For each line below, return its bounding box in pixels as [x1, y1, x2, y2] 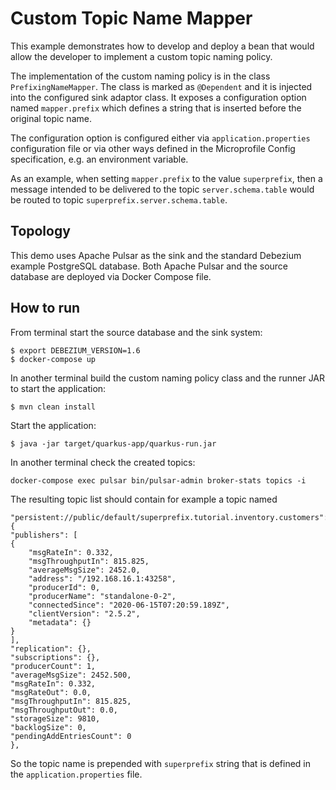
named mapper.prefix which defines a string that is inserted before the [10, 102, 302, 114]
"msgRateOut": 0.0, [10, 687, 92, 697]
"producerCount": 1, [10, 661, 97, 671]
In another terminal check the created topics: [10, 456, 196, 468]
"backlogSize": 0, [10, 722, 87, 732]
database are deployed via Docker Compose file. [10, 270, 212, 282]
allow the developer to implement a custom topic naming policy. [10, 50, 273, 62]
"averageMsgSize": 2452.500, [10, 670, 132, 680]
